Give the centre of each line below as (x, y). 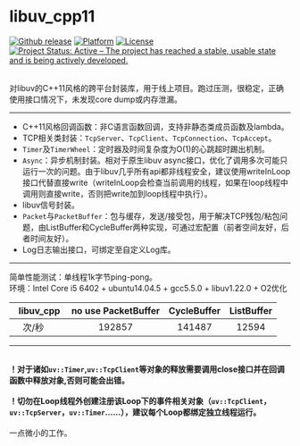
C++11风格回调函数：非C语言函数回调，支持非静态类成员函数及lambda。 (155, 126)
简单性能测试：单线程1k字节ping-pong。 (83, 277)
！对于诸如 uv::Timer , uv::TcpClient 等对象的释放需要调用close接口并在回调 (147, 369)
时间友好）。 (52, 238)
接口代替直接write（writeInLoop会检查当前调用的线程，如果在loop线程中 (155, 182)
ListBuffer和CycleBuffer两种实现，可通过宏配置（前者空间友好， (163, 227)
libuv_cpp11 (52, 17)
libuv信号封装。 (51, 205)
